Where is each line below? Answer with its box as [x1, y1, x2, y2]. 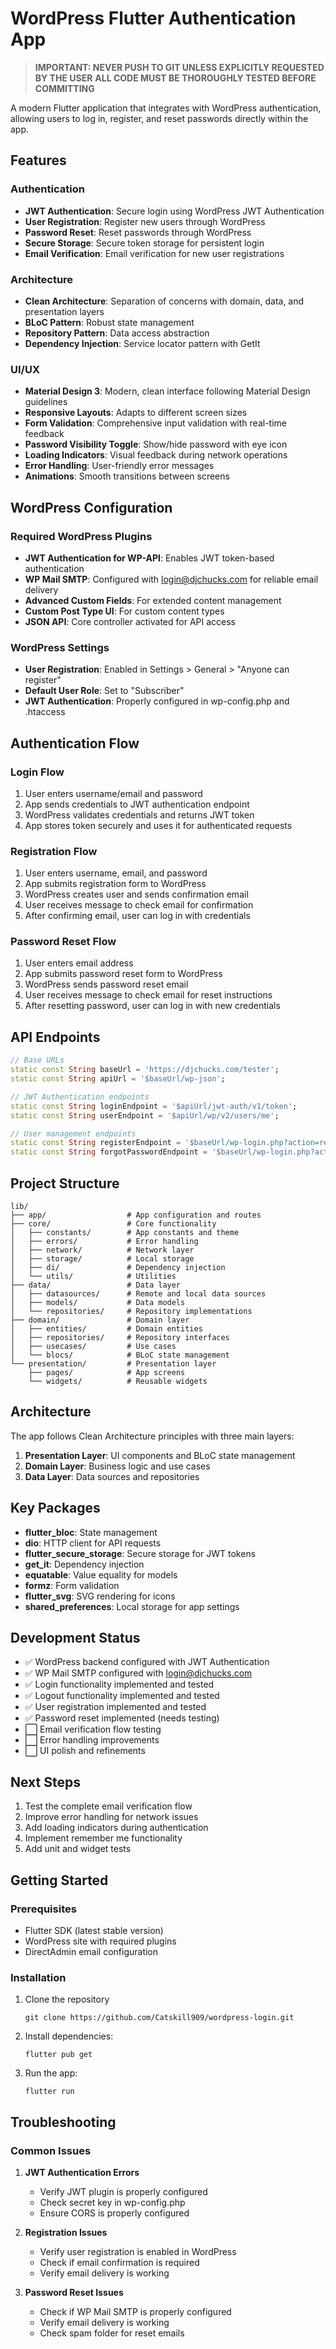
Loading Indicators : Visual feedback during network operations [24, 449, 288, 461]
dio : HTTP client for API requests [24, 1537, 162, 1549]
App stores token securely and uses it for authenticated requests [24, 819, 293, 831]
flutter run [24, 2087, 75, 2097]
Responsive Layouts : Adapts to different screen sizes [24, 407, 248, 419]
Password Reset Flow [10, 935, 117, 949]
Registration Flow [10, 844, 98, 858]
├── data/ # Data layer [10, 1280, 182, 1290]
